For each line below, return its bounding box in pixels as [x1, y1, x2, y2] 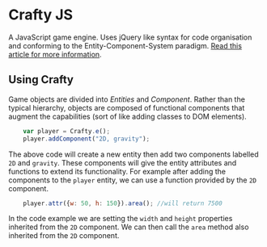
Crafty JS [8, 6, 74, 24]
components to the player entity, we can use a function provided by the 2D [8, 175, 257, 185]
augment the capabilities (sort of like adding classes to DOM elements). [8, 111, 247, 121]
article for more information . [8, 49, 103, 59]
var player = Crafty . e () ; [23, 127, 111, 135]
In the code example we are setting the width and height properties [8, 214, 233, 224]
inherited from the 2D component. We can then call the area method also [8, 222, 249, 232]
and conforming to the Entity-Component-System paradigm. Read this [8, 40, 243, 50]
